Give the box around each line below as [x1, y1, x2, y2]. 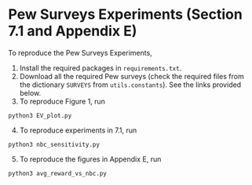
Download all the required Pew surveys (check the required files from [19, 71, 245, 81]
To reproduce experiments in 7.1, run [19, 125, 137, 135]
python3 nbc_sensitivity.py [8, 140, 100, 148]
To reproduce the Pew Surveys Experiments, [8, 48, 153, 57]
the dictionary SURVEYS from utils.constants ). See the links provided [19, 80, 242, 89]
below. [19, 88, 42, 97]
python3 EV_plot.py [8, 111, 72, 119]
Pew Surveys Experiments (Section [8, 5, 243, 24]
